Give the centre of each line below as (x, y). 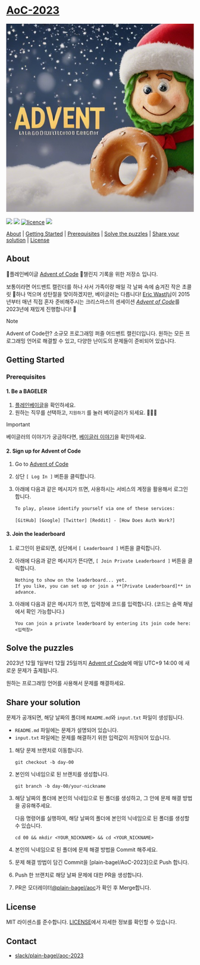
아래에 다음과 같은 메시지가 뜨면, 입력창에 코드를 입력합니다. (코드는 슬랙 (98, 604)
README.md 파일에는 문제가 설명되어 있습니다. (67, 730)
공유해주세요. (36, 806)
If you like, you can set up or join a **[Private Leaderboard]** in (103, 586)
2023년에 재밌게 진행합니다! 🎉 (41, 309)
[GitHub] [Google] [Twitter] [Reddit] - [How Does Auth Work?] (95, 521)
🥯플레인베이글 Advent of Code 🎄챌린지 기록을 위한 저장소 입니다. (82, 274)
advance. (26, 592)
